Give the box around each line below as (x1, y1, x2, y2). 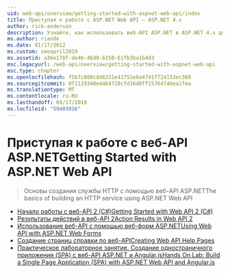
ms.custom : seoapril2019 (7, 49, 78, 55)
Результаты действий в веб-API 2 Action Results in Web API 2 (16, 214, 193, 222)
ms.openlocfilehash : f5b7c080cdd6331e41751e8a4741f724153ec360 (7, 73, 192, 81)
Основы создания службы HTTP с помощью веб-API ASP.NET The (23, 186, 217, 195)
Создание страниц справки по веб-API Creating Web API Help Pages (16, 236, 215, 244)
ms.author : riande (7, 36, 60, 42)
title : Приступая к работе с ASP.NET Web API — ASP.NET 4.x (7, 16, 183, 23)
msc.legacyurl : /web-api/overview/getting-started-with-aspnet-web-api (7, 61, 216, 68)
